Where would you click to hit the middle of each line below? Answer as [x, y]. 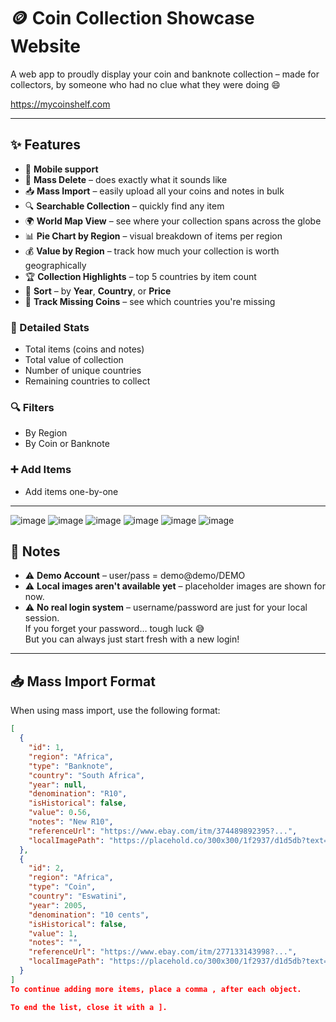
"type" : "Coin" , [62, 887]
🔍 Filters [32, 407]
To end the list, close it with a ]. [89, 1007]
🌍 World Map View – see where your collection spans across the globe [173, 221]
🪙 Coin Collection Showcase [132, 18]
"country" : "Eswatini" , [78, 896]
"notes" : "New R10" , [71, 822]
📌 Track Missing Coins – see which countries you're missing [150, 301]
